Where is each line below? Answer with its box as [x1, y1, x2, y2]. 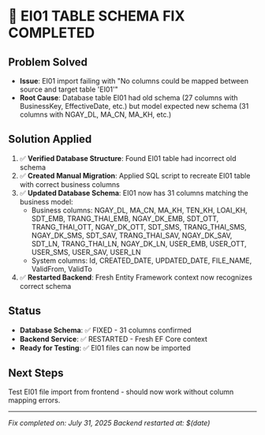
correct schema [19, 281, 72, 291]
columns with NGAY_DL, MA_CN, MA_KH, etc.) [19, 110, 172, 119]
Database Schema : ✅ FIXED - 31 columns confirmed [19, 325, 192, 335]
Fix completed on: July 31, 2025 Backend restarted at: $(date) [8, 418, 211, 428]
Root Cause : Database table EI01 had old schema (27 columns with [19, 93, 238, 102]
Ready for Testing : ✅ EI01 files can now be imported [19, 343, 191, 352]
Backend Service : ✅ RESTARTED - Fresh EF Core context [19, 334, 207, 343]
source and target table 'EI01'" [19, 84, 118, 94]
